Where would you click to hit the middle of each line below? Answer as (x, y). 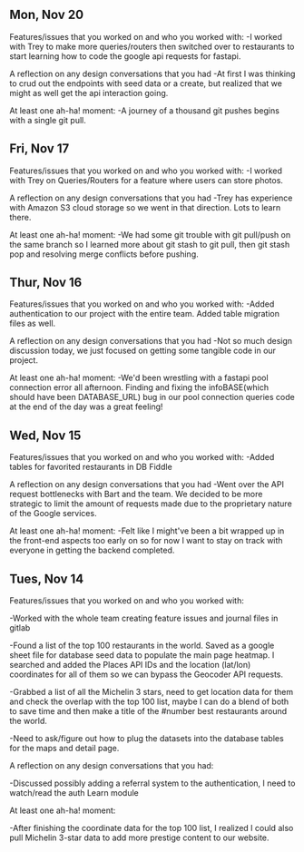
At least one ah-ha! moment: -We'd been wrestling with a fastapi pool (139, 378)
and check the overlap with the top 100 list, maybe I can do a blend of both (149, 701)
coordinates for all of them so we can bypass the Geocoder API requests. (147, 674)
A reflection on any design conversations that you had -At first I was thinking (152, 73)
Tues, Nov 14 (47, 578)
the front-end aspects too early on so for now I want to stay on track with (146, 541)
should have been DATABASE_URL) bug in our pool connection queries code (152, 397)
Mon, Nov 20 (47, 15)
